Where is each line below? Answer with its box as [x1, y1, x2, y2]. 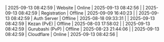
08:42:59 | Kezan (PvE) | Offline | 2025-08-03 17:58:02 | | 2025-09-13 [5, 20, 150, 26]
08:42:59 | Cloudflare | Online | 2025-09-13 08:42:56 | [5, 31, 118, 37]
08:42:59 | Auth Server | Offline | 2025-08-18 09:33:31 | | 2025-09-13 [10, 15, 155, 21]
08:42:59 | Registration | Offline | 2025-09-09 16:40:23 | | [18, 10, 138, 16]
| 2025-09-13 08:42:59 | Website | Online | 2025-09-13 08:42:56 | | [5, 5, 144, 10]
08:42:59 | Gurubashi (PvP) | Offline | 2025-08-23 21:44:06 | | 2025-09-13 [5, 26, 159, 32]
